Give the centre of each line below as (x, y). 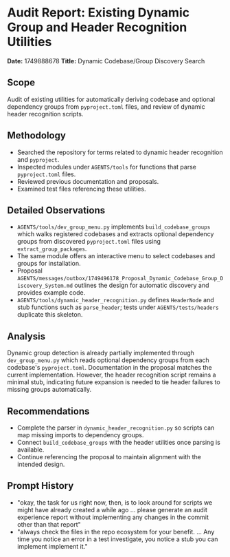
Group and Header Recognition (97, 27)
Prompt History (41, 486)
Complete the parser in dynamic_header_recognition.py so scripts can (116, 428)
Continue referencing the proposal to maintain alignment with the (109, 457)
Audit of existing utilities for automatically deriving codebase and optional (111, 99)
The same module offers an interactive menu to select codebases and (116, 256)
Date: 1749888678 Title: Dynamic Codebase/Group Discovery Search (106, 61)
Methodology (37, 136)
